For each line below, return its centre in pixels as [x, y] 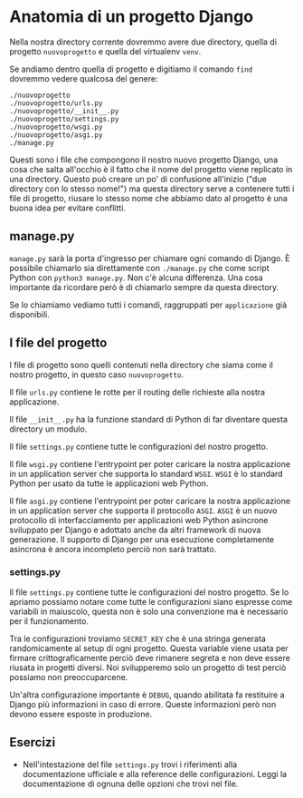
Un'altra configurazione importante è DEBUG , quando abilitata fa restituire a [147, 695]
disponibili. [29, 314]
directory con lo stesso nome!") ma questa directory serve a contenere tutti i [152, 189]
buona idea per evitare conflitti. [68, 208]
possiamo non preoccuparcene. [69, 676]
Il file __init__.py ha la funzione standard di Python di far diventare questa [148, 419]
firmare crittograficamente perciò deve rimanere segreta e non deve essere [150, 657]
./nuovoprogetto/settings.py [64, 119]
